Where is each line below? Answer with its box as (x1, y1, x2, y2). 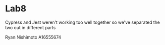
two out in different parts (5, 24, 56, 30)
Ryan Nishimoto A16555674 (5, 34, 61, 40)
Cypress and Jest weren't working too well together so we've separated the (5, 19, 160, 25)
